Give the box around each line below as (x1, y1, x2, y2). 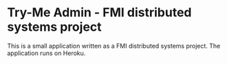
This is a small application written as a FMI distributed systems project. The (7, 42, 221, 50)
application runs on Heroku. (7, 49, 86, 57)
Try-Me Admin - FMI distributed (7, 5, 192, 20)
